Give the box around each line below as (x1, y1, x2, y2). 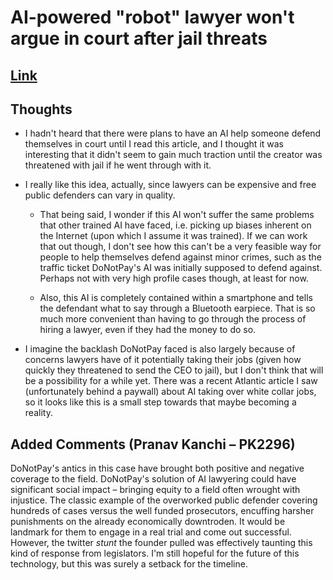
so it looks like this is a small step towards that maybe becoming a (24, 396, 297, 408)
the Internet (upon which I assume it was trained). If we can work (39, 230, 308, 242)
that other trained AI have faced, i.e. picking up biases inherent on (39, 219, 312, 231)
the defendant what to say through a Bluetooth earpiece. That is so (39, 302, 316, 315)
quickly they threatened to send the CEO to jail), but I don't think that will (24, 364, 324, 376)
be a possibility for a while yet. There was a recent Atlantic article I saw (24, 375, 318, 387)
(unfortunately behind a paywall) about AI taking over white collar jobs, (24, 386, 317, 398)
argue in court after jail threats (10, 27, 268, 50)
